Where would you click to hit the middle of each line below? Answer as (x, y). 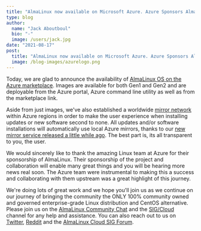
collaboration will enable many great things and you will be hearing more (96, 166)
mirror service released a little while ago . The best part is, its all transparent (99, 135)
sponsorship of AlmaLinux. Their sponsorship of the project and (85, 159)
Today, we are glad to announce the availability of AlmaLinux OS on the (94, 79)
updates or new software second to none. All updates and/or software (93, 122)
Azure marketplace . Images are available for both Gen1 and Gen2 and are (96, 85)
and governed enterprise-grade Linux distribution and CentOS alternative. (97, 203)
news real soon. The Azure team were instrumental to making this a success (100, 172)
